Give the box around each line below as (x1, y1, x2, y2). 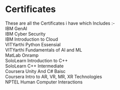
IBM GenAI (5, 25, 27, 31)
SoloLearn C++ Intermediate (5, 63, 64, 69)
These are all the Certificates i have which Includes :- (5, 20, 115, 26)
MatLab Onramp (5, 52, 39, 58)
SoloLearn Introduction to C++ (5, 57, 68, 63)
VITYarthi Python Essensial (5, 41, 61, 47)
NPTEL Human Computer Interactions (5, 79, 83, 85)
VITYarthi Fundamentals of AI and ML (5, 47, 82, 53)
